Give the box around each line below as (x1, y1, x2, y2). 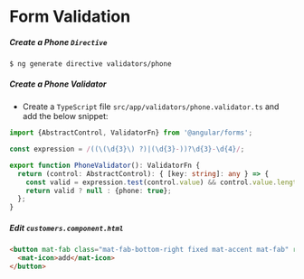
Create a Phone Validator (9, 79, 107, 89)
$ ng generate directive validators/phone (9, 60, 172, 69)
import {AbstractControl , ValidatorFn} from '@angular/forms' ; (9, 128, 253, 137)
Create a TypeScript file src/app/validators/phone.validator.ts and (22, 101, 280, 112)
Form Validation (9, 6, 131, 27)
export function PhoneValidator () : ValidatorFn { (9, 161, 201, 170)
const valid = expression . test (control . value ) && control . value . (25, 178, 278, 187)
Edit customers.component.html (9, 222, 124, 233)
